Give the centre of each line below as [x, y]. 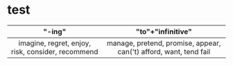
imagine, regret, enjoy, [55, 43]
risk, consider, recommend [55, 51]
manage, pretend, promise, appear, [164, 43]
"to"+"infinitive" [164, 31]
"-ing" [55, 31]
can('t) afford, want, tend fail [164, 51]
